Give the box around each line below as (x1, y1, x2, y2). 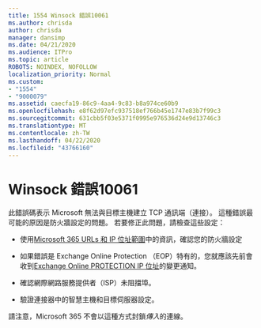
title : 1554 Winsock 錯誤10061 (8, 11, 109, 20)
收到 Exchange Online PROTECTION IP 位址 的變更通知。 (19, 262, 202, 271)
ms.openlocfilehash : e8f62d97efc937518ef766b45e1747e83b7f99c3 (8, 107, 221, 115)
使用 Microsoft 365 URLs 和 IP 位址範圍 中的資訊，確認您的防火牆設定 (19, 235, 243, 244)
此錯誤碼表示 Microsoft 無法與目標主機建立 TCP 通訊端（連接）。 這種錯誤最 (8, 208, 254, 217)
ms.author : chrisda (8, 19, 73, 27)
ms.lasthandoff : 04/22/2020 (8, 136, 101, 145)
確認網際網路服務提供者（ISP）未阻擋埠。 (19, 278, 156, 288)
